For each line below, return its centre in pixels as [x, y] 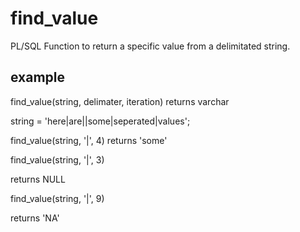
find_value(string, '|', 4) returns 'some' [89, 140]
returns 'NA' [35, 218]
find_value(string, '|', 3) [57, 159]
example [38, 77]
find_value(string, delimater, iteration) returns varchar [120, 101]
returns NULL [38, 179]
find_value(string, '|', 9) [57, 198]
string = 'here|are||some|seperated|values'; [100, 121]
